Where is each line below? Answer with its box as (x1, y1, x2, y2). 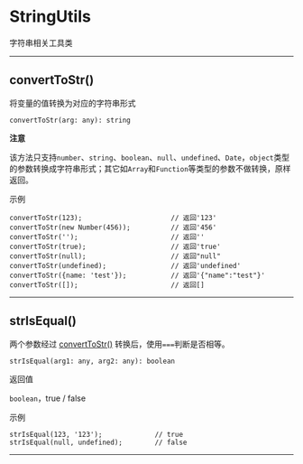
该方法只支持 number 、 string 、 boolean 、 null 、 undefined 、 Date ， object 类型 (9, 152, 290, 162)
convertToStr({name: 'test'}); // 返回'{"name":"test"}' (9, 271, 266, 280)
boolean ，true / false (9, 393, 87, 404)
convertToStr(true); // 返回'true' (9, 242, 221, 251)
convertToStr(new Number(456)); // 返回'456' (9, 223, 217, 232)
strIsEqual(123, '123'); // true (9, 430, 183, 439)
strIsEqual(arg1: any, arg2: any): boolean (9, 357, 176, 366)
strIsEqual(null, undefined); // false (9, 438, 188, 447)
